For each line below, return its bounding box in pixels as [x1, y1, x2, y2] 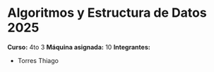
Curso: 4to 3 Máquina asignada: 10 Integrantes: [7, 43, 150, 51]
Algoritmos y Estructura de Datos [7, 5, 207, 21]
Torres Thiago [17, 56, 59, 64]
